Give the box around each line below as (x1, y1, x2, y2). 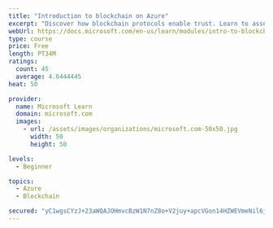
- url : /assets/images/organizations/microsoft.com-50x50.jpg (23, 125, 238, 134)
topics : (8, 177, 35, 186)
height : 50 (29, 140, 67, 148)
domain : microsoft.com (15, 110, 93, 118)
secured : (8, 207, 38, 216)
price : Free (8, 42, 49, 50)
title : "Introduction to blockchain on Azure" (8, 11, 169, 20)
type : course (8, 34, 53, 43)
